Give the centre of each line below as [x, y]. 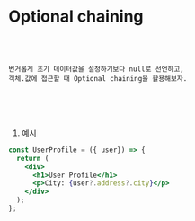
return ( [33, 158]
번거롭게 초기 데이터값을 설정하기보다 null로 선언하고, [97, 69]
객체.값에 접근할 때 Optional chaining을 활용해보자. [98, 78]
